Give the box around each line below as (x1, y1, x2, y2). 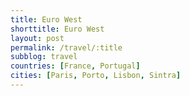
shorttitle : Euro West (10, 24, 105, 34)
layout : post (10, 33, 65, 43)
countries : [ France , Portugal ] (10, 61, 141, 71)
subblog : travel (10, 52, 78, 62)
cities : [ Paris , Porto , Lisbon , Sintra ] (10, 71, 182, 81)
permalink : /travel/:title (10, 42, 123, 53)
